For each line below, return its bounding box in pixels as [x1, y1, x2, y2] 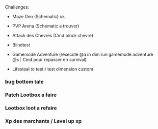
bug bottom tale [5, 78, 44, 85]
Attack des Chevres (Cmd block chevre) [12, 33, 94, 38]
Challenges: [5, 4, 29, 10]
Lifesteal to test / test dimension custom [12, 66, 93, 72]
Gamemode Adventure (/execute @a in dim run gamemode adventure [12, 51, 154, 57]
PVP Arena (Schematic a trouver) [12, 23, 79, 29]
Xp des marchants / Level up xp [5, 117, 82, 124]
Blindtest [12, 42, 30, 48]
